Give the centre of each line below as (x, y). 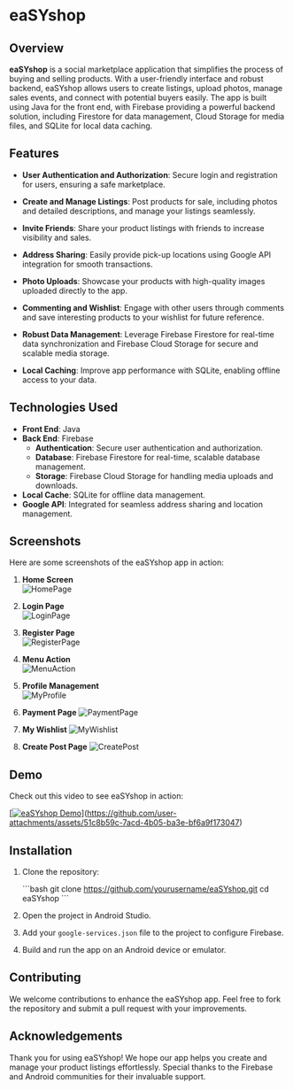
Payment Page (49, 713)
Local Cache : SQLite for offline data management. (114, 495)
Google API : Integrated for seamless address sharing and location (143, 504)
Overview (37, 48)
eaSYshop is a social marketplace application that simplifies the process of (146, 69)
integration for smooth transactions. (87, 264)
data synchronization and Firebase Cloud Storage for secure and (140, 344)
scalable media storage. (66, 353)
